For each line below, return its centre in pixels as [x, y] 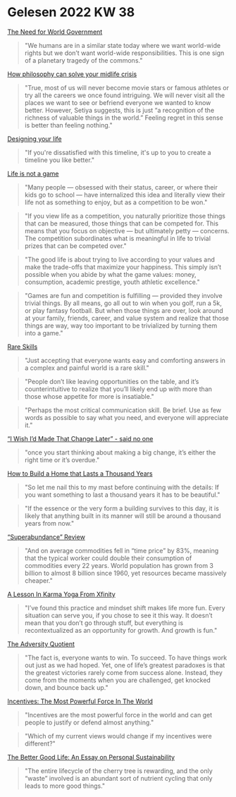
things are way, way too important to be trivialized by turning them [121, 326]
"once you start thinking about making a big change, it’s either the [120, 452]
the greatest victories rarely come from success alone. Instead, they [124, 672]
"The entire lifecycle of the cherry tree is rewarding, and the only [118, 771]
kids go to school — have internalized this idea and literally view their [125, 194]
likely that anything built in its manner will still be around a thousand [123, 516]
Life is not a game [33, 173]
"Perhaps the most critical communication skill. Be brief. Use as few [123, 410]
